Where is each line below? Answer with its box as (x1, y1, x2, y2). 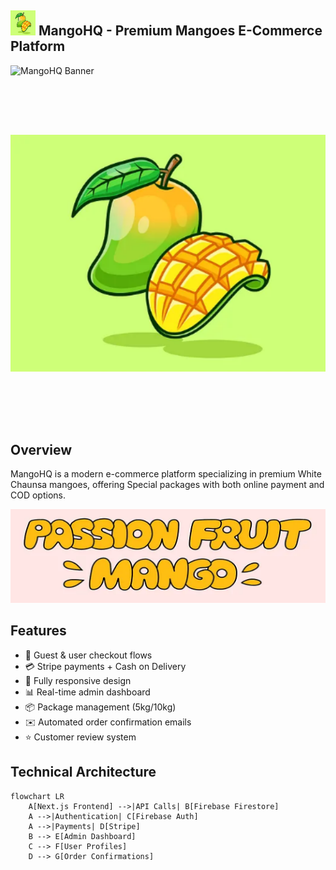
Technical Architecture (10, 764, 157, 781)
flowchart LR (10, 791, 65, 801)
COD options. (10, 489, 66, 501)
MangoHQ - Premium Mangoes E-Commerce (38, 22, 323, 40)
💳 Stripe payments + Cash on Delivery (24, 660, 187, 672)
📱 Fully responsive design (24, 674, 132, 686)
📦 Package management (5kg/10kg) (24, 701, 177, 713)
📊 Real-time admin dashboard (24, 686, 151, 698)
